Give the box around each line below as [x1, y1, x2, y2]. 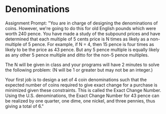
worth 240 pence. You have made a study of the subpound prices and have [5, 30, 161, 36]
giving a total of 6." [5, 103, 44, 109]
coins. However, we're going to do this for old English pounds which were [5, 25, 156, 31]
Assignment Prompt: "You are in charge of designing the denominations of [5, 20, 158, 26]
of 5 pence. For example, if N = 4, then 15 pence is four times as [22, 41, 155, 47]
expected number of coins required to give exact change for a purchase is [5, 81, 158, 88]
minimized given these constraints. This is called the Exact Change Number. [5, 87, 162, 93]
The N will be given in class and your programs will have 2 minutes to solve [5, 61, 160, 67]
